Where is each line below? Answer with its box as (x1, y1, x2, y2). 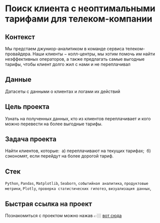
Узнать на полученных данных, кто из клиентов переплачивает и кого (5, 115, 151, 121)
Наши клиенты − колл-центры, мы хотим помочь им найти (32, 51, 155, 57)
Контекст (5, 33, 35, 41)
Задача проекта (5, 135, 57, 143)
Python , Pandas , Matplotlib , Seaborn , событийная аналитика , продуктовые (5, 180, 149, 186)
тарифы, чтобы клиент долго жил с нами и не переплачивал (5, 62, 131, 67)
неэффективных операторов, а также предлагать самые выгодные (5, 56, 145, 62)
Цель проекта (5, 103, 50, 111)
